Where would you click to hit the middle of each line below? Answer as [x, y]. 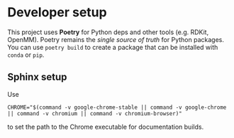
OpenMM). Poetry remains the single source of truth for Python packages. [116, 39]
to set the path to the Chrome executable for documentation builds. [106, 127]
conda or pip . [26, 55]
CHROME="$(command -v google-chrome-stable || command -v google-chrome [117, 107]
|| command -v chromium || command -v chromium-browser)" [95, 113]
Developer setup [57, 12]
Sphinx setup [37, 77]
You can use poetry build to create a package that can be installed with [113, 47]
